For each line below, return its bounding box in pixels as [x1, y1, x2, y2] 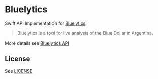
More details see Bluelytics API [5, 39, 69, 46]
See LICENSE [5, 68, 33, 74]
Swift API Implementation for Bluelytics [5, 20, 86, 26]
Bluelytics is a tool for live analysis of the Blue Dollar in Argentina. [17, 30, 153, 36]
